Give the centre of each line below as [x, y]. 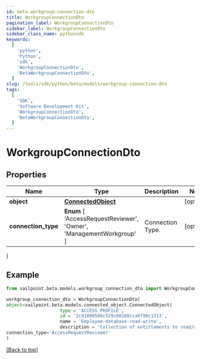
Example [23, 275]
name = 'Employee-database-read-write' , [111, 322]
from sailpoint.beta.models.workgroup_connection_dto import [84, 288]
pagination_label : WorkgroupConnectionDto [60, 23]
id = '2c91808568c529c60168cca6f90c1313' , [113, 316]
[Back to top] [22, 349]
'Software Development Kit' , [53, 106]
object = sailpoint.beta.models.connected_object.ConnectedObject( [89, 305]
